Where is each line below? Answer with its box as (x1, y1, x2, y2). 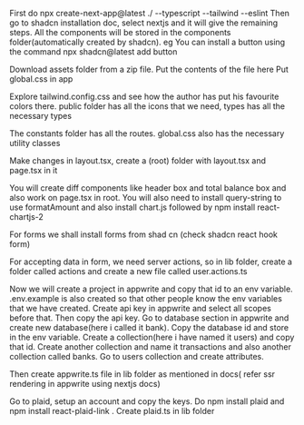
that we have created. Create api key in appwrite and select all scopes (9, 303, 272, 313)
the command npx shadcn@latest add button (9, 46, 178, 57)
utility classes (9, 138, 61, 148)
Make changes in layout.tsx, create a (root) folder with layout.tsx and (9, 155, 266, 166)
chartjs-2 (9, 212, 44, 222)
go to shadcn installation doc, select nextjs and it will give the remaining (9, 17, 279, 28)
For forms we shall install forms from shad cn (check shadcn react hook (9, 229, 279, 240)
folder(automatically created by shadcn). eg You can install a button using (9, 36, 286, 47)
